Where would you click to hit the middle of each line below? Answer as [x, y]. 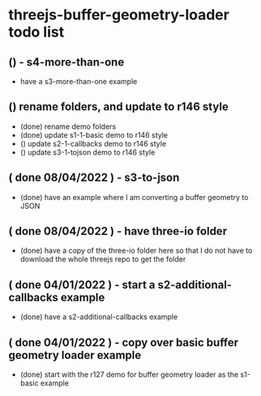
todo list [36, 32]
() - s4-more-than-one [66, 62]
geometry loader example [75, 355]
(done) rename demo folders [68, 126]
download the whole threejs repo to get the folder [103, 259]
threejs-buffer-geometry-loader [119, 15]
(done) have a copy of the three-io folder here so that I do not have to [136, 251]
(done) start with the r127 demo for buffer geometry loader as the [129, 375]
